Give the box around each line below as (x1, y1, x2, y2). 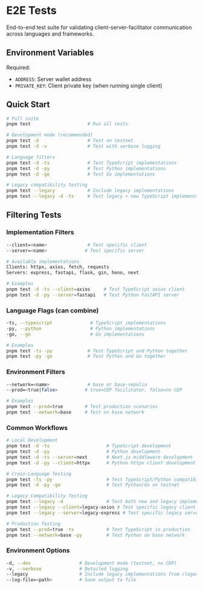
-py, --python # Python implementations (6, 325, 155, 332)
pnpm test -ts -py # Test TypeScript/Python (6, 476, 172, 482)
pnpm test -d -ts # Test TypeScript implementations (6, 160, 177, 166)
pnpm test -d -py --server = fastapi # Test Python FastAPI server (6, 292, 180, 298)
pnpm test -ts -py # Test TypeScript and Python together (6, 347, 188, 354)
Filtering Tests (6, 210, 62, 220)
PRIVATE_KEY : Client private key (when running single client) (14, 82, 163, 89)
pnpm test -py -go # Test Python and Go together (6, 354, 166, 360)
